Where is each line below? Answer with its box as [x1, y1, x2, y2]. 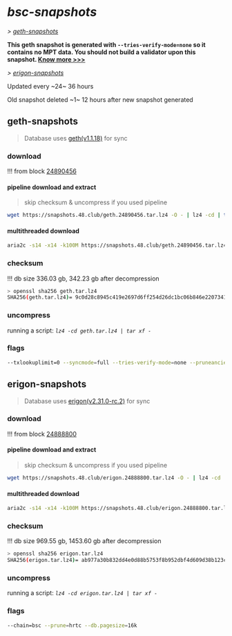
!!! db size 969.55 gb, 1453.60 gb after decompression [7, 537, 162, 545]
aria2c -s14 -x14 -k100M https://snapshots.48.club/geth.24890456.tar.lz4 [7, 242, 227, 249]
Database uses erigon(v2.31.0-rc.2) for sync [23, 396, 151, 405]
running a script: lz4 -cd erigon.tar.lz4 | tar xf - [7, 589, 157, 597]
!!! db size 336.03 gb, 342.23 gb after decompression [7, 274, 160, 283]
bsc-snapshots [7, 4, 97, 20]
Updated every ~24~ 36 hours [7, 82, 94, 90]
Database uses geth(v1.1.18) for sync [23, 134, 128, 142]
